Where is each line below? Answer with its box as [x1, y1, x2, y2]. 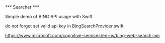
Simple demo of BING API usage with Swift [5, 14, 93, 19]
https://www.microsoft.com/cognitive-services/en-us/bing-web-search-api [5, 33, 160, 38]
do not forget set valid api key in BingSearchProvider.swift [5, 23, 124, 29]
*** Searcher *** [5, 4, 40, 10]
